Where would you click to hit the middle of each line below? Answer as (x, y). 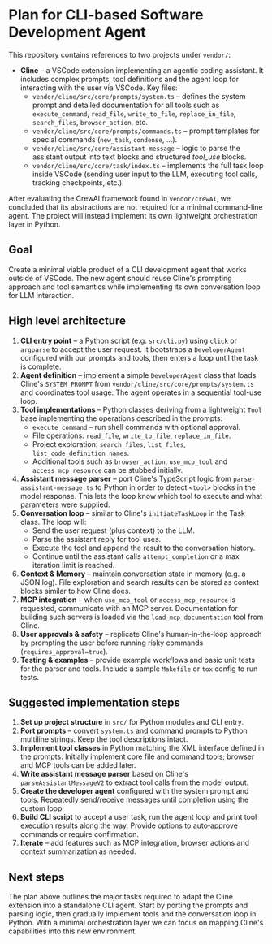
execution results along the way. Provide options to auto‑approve (129, 825)
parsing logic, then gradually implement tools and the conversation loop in (132, 914)
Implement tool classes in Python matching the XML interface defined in (142, 748)
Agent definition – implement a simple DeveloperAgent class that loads (138, 375)
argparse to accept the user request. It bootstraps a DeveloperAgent (133, 349)
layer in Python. (35, 224)
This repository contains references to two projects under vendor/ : (120, 54)
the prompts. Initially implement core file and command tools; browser (137, 756)
